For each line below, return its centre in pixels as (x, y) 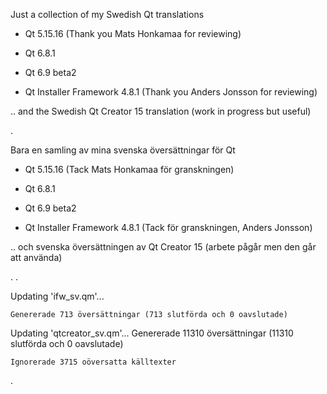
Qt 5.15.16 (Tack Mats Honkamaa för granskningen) (129, 169)
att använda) (36, 257)
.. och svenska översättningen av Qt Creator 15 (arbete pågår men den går (163, 247)
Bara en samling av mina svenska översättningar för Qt (123, 150)
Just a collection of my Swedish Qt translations (107, 14)
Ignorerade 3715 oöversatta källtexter (93, 362)
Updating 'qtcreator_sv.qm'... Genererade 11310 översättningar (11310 (152, 333)
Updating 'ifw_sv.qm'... (57, 296)
